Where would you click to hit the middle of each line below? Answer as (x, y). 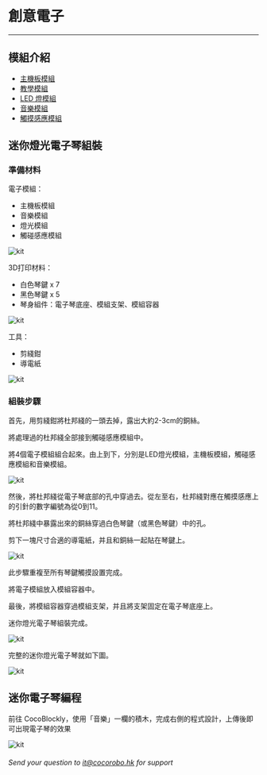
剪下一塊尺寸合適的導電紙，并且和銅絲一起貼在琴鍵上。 (99, 540)
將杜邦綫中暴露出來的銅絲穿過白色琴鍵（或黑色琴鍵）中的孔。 (109, 523)
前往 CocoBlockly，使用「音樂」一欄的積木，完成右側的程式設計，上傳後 (127, 719)
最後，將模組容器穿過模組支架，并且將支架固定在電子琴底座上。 (112, 606)
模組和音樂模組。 (43, 464)
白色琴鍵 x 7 (40, 285)
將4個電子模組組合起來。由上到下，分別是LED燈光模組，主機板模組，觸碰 (128, 454)
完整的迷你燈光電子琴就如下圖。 (60, 655)
